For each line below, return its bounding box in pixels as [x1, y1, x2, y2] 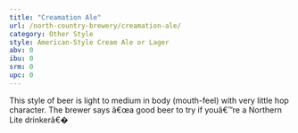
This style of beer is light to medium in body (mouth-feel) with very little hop [9, 95, 290, 106]
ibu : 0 [9, 54, 34, 63]
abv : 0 [9, 46, 34, 55]
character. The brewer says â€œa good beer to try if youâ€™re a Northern [9, 104, 283, 115]
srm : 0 [9, 63, 34, 72]
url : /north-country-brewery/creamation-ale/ [9, 21, 181, 30]
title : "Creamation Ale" [9, 12, 102, 22]
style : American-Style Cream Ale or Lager [9, 37, 170, 47]
